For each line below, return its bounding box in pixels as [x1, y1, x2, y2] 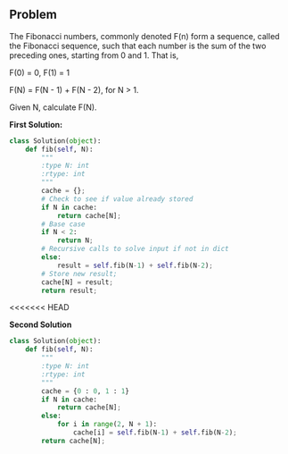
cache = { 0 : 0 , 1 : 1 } [41, 386, 129, 396]
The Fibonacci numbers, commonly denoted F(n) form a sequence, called [9, 30, 280, 41]
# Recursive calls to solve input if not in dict [41, 245, 229, 254]
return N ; [56, 236, 94, 245]
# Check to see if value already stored [41, 194, 193, 204]
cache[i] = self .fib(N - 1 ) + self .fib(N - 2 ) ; [72, 428, 238, 437]
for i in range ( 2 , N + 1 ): [56, 420, 158, 429]
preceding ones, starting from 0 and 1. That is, [9, 49, 179, 61]
